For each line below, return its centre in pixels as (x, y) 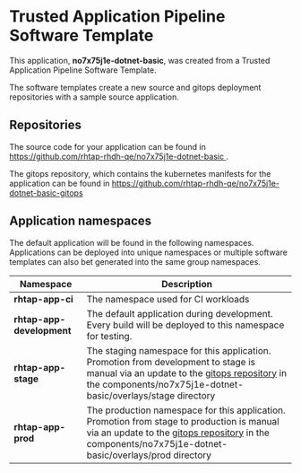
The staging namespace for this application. (179, 350)
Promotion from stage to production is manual (183, 421)
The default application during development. (180, 313)
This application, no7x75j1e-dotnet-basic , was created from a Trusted (140, 60)
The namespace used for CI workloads (168, 299)
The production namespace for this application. (186, 410)
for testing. (109, 336)
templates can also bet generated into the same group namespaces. (135, 261)
